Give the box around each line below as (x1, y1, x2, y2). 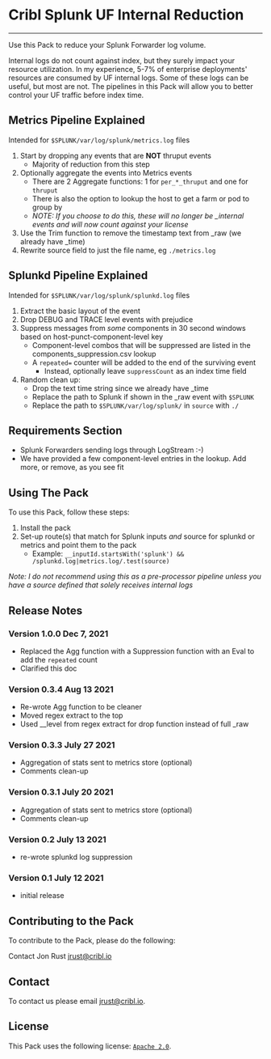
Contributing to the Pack (8, 914, 135, 928)
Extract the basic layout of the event (19, 306, 141, 316)
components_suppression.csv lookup (31, 349, 156, 358)
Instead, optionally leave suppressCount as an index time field (44, 366, 248, 375)
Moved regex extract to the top (19, 710, 123, 721)
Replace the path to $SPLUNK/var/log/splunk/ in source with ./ (31, 400, 240, 410)
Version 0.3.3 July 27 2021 (8, 739, 115, 751)
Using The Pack (8, 485, 89, 499)
